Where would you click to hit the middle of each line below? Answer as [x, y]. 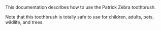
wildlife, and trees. [25, 22]
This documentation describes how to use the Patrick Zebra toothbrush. [80, 7]
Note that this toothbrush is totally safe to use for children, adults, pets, [79, 17]
